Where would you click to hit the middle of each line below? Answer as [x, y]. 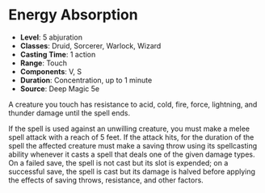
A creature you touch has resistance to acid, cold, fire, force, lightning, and [133, 104]
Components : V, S [51, 71]
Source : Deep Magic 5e [59, 88]
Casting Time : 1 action [58, 54]
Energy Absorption [74, 15]
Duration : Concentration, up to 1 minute [86, 80]
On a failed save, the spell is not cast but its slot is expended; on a [118, 162]
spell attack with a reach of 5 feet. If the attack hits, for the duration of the [131, 137]
